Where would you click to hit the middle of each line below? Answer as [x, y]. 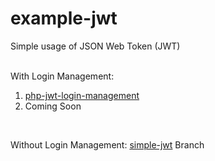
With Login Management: [62, 76]
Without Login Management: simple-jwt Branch [107, 144]
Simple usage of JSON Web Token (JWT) [95, 46]
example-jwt [64, 18]
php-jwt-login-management [82, 95]
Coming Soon [53, 106]
